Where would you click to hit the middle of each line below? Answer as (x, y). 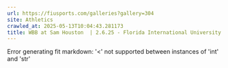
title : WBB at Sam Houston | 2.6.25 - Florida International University (114, 32)
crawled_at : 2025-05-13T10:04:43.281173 (66, 26)
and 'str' (19, 59)
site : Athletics (30, 20)
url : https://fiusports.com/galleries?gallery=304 (81, 13)
